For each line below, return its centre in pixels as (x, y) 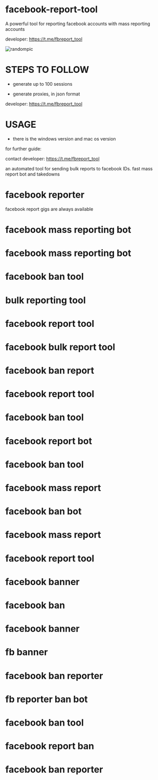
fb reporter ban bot (47, 699)
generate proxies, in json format (46, 94)
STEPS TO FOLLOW (47, 70)
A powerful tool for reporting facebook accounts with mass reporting (78, 24)
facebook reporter (45, 195)
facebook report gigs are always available (49, 209)
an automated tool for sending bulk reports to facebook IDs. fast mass (79, 168)
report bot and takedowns (33, 174)
